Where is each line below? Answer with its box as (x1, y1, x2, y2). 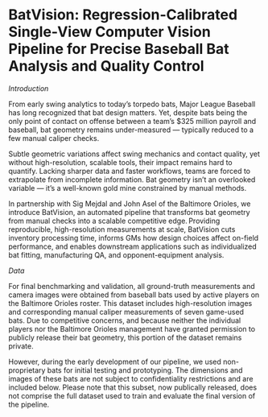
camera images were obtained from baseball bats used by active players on (8, 290, 260, 299)
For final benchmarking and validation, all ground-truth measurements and (8, 281, 255, 291)
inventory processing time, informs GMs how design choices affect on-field (8, 233, 259, 242)
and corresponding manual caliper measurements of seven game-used (8, 307, 244, 316)
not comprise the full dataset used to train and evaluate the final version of (8, 390, 256, 400)
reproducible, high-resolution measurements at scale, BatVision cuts (8, 224, 236, 234)
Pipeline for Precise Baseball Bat (8, 40, 229, 58)
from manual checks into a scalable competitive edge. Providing (8, 216, 221, 225)
